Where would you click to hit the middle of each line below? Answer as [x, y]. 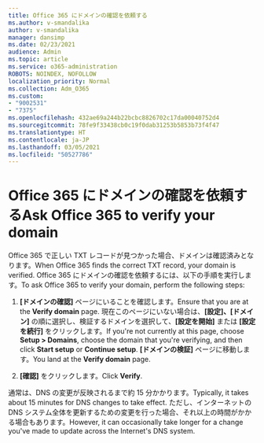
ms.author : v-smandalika [49, 23]
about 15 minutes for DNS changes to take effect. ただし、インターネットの [130, 403]
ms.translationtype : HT [47, 132]
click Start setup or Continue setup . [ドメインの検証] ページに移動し [131, 349]
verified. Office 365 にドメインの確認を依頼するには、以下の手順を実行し [126, 275]
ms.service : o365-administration [63, 67]
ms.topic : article [38, 60]
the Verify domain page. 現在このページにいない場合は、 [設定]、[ [126, 312]
